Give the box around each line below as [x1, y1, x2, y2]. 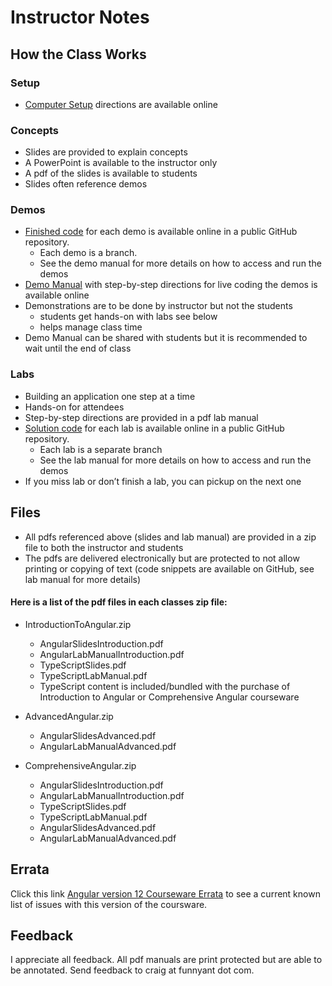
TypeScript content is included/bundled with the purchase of [39, 680, 291, 692]
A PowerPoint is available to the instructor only [24, 157, 218, 169]
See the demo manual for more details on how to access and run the [39, 257, 322, 270]
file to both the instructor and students [24, 541, 184, 553]
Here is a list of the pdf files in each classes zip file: [10, 596, 228, 608]
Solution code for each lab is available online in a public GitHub [24, 422, 285, 434]
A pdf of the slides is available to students [24, 167, 198, 180]
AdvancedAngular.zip [24, 710, 114, 722]
